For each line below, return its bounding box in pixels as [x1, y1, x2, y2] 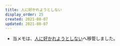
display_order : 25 [5, 12, 43, 17]
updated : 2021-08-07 [5, 21, 48, 26]
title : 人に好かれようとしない [5, 7, 62, 12]
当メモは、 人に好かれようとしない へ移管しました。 [12, 35, 118, 41]
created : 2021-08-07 [5, 16, 48, 21]
